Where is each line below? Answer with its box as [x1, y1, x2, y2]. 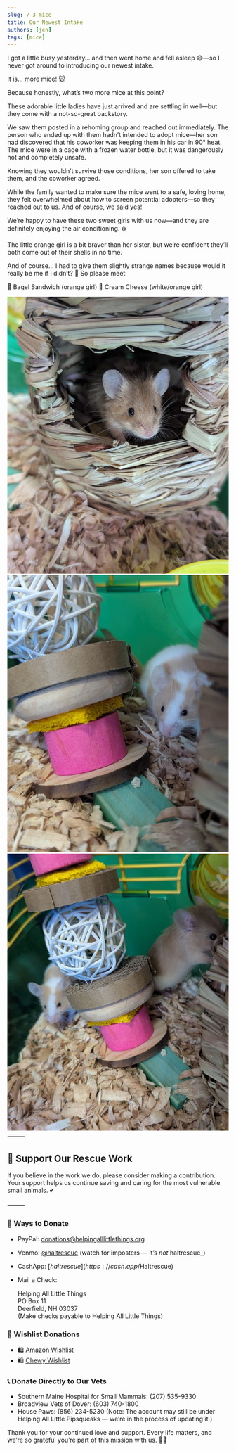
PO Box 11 [17, 1296, 46, 1305]
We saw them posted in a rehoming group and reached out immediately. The [7, 123, 229, 132]
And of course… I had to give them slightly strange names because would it [7, 262, 226, 270]
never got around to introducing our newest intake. [7, 61, 155, 70]
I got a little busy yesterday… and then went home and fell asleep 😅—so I [7, 53, 220, 63]
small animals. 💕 [7, 1186, 54, 1195]
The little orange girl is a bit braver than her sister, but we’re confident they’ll [7, 241, 228, 249]
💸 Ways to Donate [7, 1219, 69, 1229]
